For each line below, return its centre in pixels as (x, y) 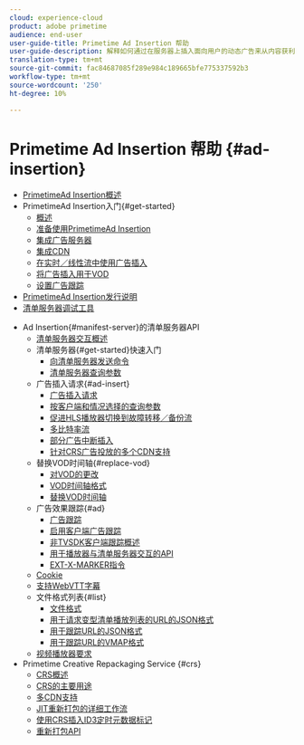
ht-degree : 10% (38, 93)
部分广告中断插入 (81, 441)
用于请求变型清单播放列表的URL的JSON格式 (132, 620)
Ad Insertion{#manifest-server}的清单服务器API (111, 328)
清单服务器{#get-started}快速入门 (99, 350)
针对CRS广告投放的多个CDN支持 (110, 452)
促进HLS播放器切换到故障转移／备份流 (121, 418)
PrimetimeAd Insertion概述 (72, 195)
